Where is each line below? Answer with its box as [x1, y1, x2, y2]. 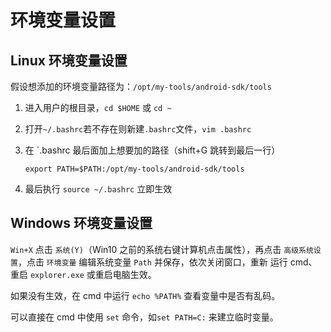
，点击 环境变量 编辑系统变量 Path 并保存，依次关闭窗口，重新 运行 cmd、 [17, 256, 318, 268]
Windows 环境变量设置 [10, 215, 153, 232]
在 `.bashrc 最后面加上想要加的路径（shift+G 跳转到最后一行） [24, 144, 281, 156]
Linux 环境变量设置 [10, 52, 128, 69]
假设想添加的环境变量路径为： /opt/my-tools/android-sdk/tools [10, 81, 272, 92]
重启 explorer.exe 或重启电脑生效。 [10, 268, 157, 280]
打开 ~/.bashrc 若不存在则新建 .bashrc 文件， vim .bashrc [24, 123, 252, 135]
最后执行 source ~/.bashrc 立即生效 [24, 183, 173, 195]
